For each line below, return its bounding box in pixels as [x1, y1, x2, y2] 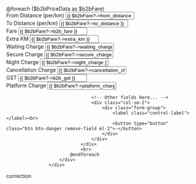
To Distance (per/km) [6, 20, 58, 27]
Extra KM [6, 35, 29, 42]
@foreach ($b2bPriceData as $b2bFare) [6, 5, 105, 12]
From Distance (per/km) [6, 12, 64, 19]
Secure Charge [6, 51, 43, 58]
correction [6, 173, 31, 179]
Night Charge [6, 59, 39, 65]
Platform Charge [6, 82, 46, 89]
